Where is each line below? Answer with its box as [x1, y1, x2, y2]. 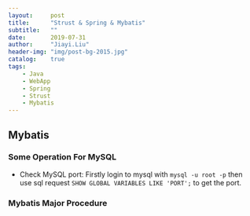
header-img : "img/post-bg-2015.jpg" [8, 48, 128, 56]
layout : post [8, 11, 65, 20]
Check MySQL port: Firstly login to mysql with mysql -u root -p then [19, 170, 243, 179]
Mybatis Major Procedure [8, 197, 108, 208]
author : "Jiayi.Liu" [8, 41, 90, 49]
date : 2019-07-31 [8, 33, 86, 42]
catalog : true [8, 56, 65, 64]
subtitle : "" [8, 26, 58, 34]
